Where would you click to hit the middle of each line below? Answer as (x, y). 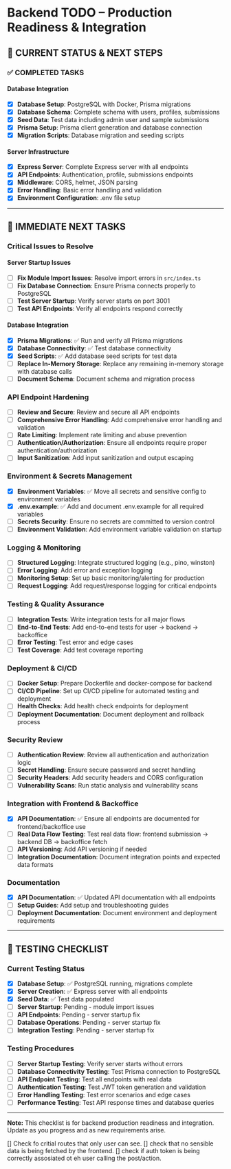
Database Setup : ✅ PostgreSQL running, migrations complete (105, 983)
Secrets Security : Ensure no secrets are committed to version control (116, 521)
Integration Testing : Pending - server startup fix (86, 1030)
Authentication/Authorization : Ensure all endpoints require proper (112, 443)
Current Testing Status (46, 968)
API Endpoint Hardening (48, 397)
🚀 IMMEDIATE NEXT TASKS (66, 227)
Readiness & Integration (77, 27)
